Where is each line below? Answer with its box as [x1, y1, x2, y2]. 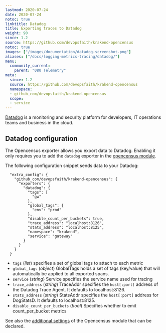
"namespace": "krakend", [27, 229, 80, 234]
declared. [5, 323, 25, 329]
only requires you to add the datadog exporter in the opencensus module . [5, 152, 156, 158]
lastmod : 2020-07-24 [5, 7, 49, 13]
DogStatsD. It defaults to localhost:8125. [12, 297, 95, 303]
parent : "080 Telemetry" [14, 68, 66, 73]
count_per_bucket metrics [12, 308, 67, 314]
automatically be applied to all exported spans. [12, 270, 109, 276]
